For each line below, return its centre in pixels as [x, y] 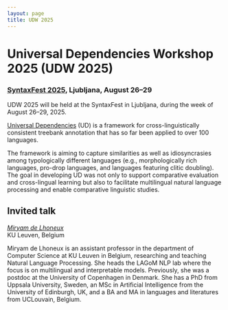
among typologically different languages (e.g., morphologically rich [102, 160]
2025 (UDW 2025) [60, 68]
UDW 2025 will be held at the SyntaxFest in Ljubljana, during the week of [111, 104]
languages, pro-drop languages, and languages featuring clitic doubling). [111, 167]
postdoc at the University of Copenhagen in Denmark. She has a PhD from [112, 277]
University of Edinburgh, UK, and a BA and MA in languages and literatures [113, 291]
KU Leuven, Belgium [36, 235]
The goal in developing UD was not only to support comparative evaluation [113, 175]
